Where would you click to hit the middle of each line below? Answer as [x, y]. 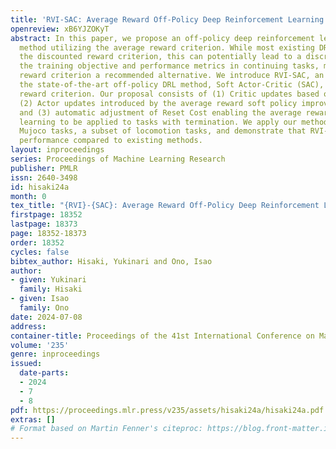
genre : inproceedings [55, 354]
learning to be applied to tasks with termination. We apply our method [174, 122]
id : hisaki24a [40, 187]
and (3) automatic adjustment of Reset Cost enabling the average [160, 112]
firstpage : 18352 [46, 215]
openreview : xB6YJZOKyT [60, 29]
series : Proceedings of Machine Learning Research [118, 159]
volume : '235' [40, 345]
